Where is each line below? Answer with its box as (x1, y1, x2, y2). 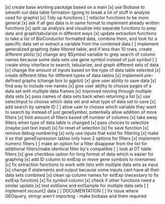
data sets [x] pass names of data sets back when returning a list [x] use (5, 93, 151, 99)
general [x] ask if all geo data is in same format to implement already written (5, 20, 160, 26)
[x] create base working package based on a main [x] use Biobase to (5, 4, 145, 10)
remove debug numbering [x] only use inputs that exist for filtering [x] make (5, 130, 159, 136)
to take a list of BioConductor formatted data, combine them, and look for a (5, 36, 158, 41)
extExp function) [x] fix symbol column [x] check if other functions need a (5, 177, 155, 183)
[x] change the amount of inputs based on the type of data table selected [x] (5, 67, 161, 73)
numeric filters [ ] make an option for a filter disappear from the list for (5, 141, 148, 146)
